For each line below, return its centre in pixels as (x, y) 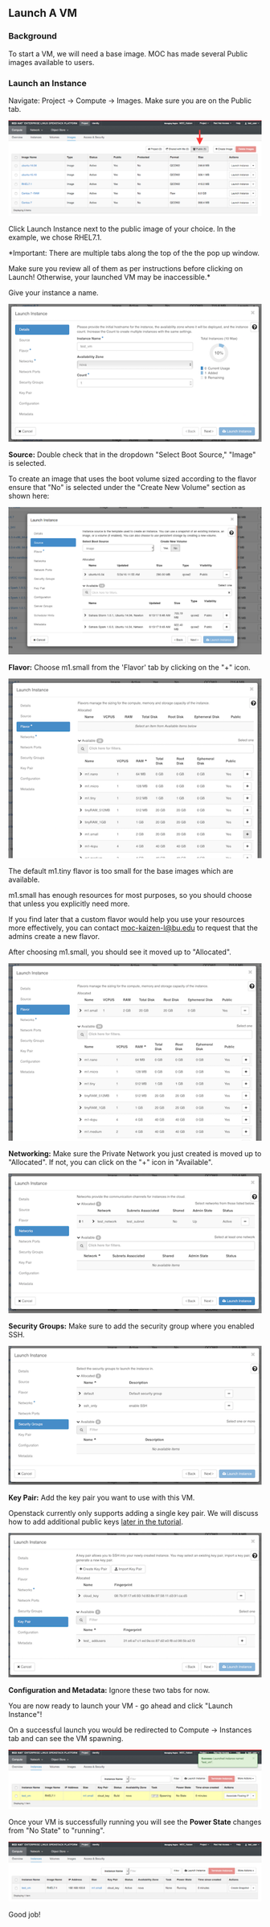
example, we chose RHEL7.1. (55, 237)
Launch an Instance (47, 83)
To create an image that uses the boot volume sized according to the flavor (133, 479)
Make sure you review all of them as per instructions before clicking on (126, 269)
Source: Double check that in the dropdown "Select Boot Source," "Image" (132, 455)
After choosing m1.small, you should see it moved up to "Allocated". (120, 952)
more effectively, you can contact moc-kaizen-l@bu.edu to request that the (133, 928)
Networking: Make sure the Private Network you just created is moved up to (135, 1153)
